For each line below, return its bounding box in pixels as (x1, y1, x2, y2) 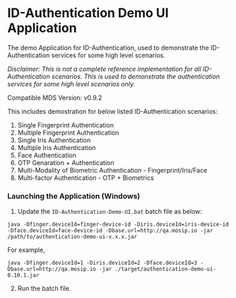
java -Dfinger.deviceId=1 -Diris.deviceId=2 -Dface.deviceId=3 (7, 260, 198, 267)
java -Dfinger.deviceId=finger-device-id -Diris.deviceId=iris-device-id (7, 221, 230, 228)
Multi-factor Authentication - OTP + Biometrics (17, 173, 154, 182)
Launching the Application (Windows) (7, 191, 141, 201)
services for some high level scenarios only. (7, 79, 136, 88)
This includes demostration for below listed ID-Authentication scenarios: (7, 107, 218, 115)
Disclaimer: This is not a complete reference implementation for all (7, 64, 201, 73)
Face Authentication (17, 151, 76, 159)
